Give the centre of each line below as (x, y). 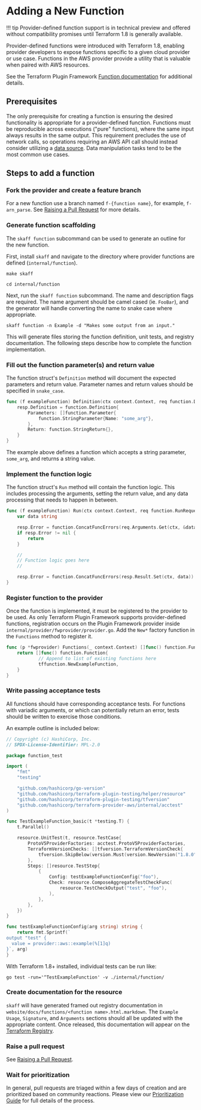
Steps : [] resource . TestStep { (64, 866)
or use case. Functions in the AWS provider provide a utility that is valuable (98, 58)
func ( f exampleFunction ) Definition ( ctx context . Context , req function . (100, 402)
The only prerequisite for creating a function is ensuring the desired (89, 116)
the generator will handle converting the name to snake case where (89, 308)
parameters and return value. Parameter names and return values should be (100, 385)
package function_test (34, 755)
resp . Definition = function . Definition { (68, 407)
